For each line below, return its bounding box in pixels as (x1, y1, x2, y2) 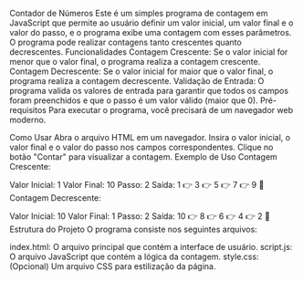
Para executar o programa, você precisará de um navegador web (48, 105, 294, 115)
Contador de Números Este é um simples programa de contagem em (9, 8, 268, 18)
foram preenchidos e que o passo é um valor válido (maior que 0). (9, 95, 258, 106)
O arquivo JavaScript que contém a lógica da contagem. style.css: (9, 251, 259, 262)
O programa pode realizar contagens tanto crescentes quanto (9, 36, 242, 47)
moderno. (9, 114, 47, 125)
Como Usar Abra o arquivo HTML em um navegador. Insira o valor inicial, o (9, 132, 290, 142)
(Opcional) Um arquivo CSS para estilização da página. (9, 261, 216, 272)
